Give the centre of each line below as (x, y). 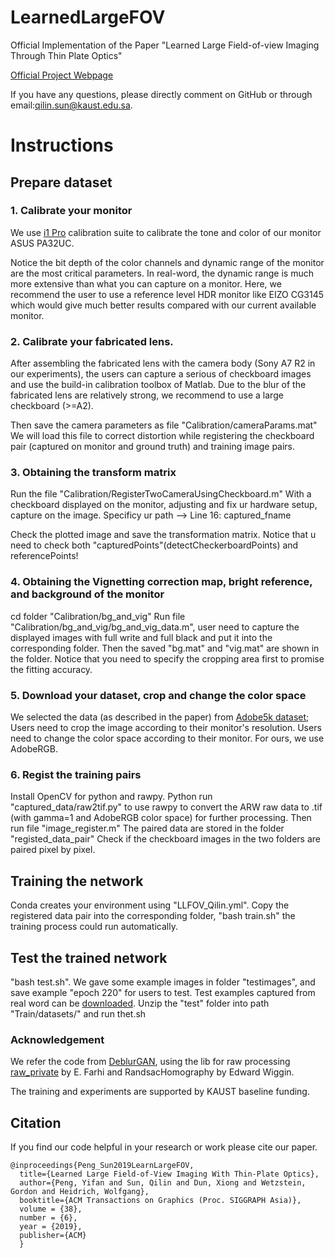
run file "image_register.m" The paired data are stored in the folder (147, 828)
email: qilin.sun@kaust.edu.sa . (71, 105)
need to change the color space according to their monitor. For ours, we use (167, 738)
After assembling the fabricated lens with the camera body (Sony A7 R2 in (163, 363)
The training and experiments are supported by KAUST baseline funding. (160, 1092)
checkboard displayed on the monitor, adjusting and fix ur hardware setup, (164, 505)
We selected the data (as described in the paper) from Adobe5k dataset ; (160, 717)
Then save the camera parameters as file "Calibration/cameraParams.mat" (164, 425)
